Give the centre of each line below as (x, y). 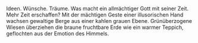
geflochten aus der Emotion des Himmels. (58, 34)
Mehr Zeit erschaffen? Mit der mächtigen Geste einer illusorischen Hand (95, 15)
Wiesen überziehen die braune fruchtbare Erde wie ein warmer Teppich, (95, 27)
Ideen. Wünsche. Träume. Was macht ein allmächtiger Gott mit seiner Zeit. (98, 9)
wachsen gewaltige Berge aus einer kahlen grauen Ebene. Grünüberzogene (99, 21)
